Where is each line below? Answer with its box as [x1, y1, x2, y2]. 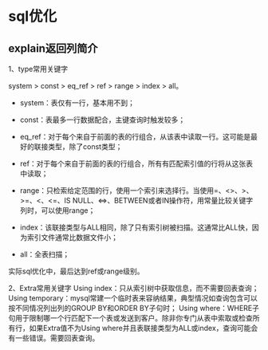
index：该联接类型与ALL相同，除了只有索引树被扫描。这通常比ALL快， [19, 222, 253, 232]
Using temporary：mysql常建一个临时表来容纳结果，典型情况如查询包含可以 [8, 293, 258, 303]
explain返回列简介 [8, 41, 98, 55]
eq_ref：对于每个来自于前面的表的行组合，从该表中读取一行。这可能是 [19, 132, 251, 141]
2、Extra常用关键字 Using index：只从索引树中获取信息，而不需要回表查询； [8, 284, 259, 293]
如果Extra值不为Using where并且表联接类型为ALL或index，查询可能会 [29, 324, 258, 332]
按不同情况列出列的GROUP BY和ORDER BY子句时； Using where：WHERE [8, 304, 253, 313]
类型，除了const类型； [47, 142, 123, 151]
